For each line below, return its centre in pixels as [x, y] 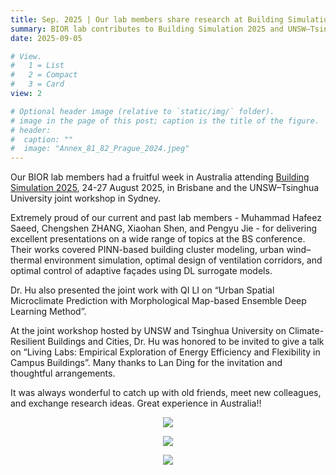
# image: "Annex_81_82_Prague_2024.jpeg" [100, 149]
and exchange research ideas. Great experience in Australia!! [136, 403]
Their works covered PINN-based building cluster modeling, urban [147, 250]
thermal [26, 260]
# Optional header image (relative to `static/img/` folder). [142, 111]
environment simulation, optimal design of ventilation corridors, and [183, 260]
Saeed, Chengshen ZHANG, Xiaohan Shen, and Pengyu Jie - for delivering [164, 228]
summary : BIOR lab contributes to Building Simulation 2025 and [147, 29]
